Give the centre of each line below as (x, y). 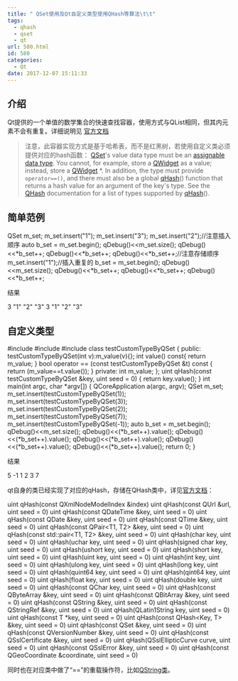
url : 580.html (28, 47)
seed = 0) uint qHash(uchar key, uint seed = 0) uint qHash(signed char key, (118, 542)
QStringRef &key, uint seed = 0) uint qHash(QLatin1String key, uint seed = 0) (119, 610)
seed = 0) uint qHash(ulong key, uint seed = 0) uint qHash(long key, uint (113, 565)
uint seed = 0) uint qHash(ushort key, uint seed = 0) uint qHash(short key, (115, 549)
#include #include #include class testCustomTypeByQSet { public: (104, 348)
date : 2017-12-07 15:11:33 (47, 73)
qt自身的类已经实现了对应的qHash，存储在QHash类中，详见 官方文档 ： (111, 490)
